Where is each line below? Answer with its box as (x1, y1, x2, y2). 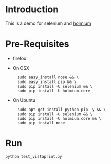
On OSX (12, 65, 29, 71)
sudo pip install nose (17, 120, 65, 125)
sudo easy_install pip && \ (17, 79, 77, 85)
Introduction (5, 4, 59, 15)
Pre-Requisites (5, 38, 69, 50)
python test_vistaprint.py (5, 154, 62, 159)
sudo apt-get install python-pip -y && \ (17, 107, 106, 112)
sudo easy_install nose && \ (17, 75, 79, 80)
